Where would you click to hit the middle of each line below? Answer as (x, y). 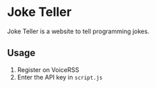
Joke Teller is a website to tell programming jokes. (78, 31)
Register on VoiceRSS (48, 69)
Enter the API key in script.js (60, 77)
